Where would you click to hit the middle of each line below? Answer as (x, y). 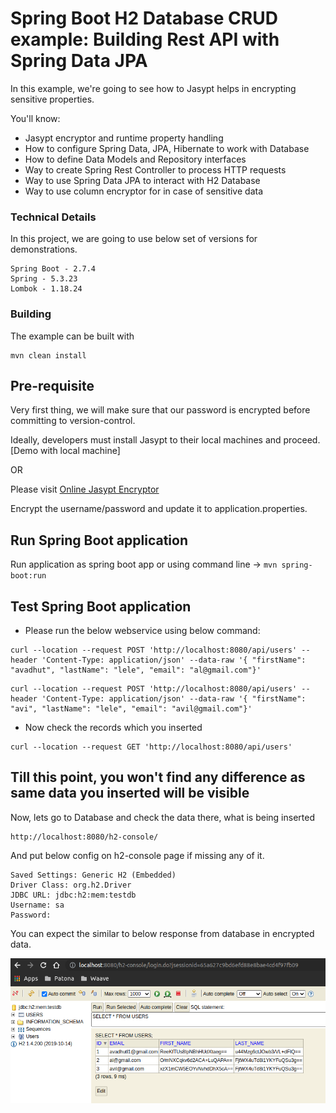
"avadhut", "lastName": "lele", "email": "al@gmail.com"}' (136, 670)
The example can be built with (72, 336)
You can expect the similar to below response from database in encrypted (162, 933)
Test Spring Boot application (101, 606)
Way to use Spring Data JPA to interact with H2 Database (142, 180)
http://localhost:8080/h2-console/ (84, 837)
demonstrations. (44, 249)
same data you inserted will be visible (130, 793)
